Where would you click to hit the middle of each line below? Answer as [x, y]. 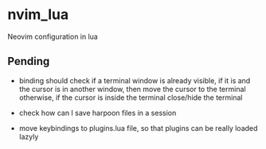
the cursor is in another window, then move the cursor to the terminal [132, 89]
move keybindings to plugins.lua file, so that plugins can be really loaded [138, 128]
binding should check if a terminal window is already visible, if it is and [135, 80]
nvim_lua [38, 15]
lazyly [29, 136]
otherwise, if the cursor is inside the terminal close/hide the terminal [131, 97]
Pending [29, 61]
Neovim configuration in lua [53, 36]
